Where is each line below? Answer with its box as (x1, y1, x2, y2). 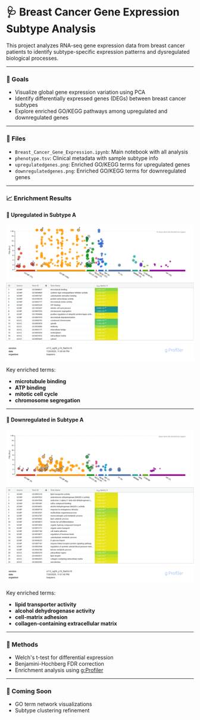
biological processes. (6, 54, 58, 61)
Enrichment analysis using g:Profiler (14, 666, 104, 673)
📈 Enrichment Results (6, 194, 72, 202)
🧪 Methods (6, 640, 39, 648)
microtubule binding (14, 377, 67, 384)
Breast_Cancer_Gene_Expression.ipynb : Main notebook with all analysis (14, 148, 189, 155)
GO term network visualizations (14, 700, 92, 708)
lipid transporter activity (14, 601, 77, 608)
